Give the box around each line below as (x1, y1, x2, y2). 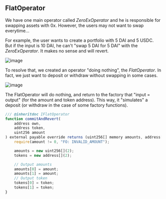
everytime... (5, 27, 30, 34)
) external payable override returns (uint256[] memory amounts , (5, 135, 143, 140)
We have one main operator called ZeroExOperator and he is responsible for (5, 17, 161, 23)
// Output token (14, 176, 48, 181)
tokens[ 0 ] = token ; (14, 181, 55, 186)
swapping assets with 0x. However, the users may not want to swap (5, 22, 144, 28)
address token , (14, 126, 46, 131)
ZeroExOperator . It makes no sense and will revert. (5, 48, 109, 54)
